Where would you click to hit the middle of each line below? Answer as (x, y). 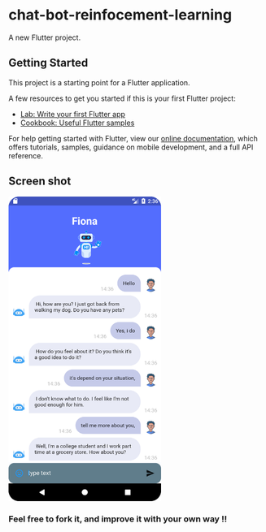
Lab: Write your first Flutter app (73, 114)
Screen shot (40, 182)
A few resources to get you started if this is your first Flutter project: (122, 98)
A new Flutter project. (45, 37)
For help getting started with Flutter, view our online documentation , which (133, 138)
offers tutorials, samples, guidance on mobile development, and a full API (131, 147)
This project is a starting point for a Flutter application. (99, 82)
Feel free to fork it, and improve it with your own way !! (118, 519)
